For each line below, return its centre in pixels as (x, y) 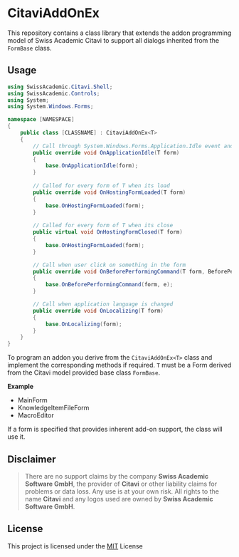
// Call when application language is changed (103, 304)
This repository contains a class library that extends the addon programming (119, 33)
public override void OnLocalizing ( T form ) (98, 311)
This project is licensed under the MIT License (75, 546)
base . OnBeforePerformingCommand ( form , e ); (109, 285)
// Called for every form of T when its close (103, 226)
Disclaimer (32, 459)
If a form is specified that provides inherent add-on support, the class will (115, 430)
